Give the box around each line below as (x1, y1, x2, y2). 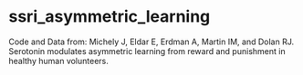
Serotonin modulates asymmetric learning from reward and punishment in (8, 45, 286, 56)
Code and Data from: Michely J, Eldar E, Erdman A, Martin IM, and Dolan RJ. (8, 36, 294, 47)
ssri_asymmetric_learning (8, 6, 211, 27)
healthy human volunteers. (8, 55, 109, 66)
